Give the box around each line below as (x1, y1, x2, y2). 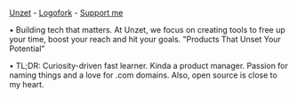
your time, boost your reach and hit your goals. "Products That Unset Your (9, 34, 282, 44)
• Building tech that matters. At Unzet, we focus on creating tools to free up (9, 25, 286, 34)
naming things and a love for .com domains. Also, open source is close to (9, 70, 277, 80)
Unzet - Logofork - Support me (9, 8, 124, 18)
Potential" (9, 43, 45, 54)
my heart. (9, 79, 44, 89)
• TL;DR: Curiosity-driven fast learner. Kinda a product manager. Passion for (9, 61, 289, 71)
